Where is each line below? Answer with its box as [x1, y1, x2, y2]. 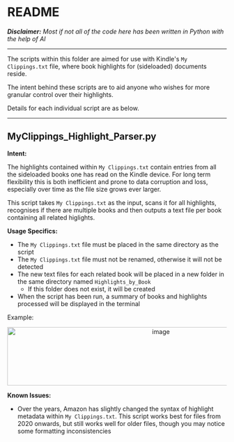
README [7, 4, 60, 20]
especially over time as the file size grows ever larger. [7, 185, 162, 193]
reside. [7, 69, 27, 77]
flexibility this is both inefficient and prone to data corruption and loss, [7, 177, 208, 185]
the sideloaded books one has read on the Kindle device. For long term [7, 170, 211, 178]
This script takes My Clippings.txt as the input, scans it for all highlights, [7, 198, 217, 206]
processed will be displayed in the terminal [17, 299, 141, 307]
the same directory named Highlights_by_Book [17, 277, 151, 286]
